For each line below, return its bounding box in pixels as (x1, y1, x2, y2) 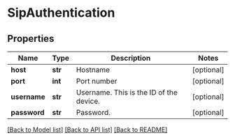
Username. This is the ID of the (76, 88, 178, 97)
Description (111, 54, 151, 63)
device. (76, 96, 100, 106)
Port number (76, 77, 117, 86)
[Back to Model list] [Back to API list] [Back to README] (7, 125, 168, 134)
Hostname (76, 65, 111, 75)
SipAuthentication (7, 5, 115, 21)
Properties (7, 33, 55, 45)
